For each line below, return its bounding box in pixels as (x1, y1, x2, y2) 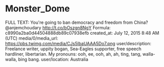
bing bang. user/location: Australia (18, 56, 88, 62)
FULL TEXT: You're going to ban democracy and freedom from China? (5, 19, 148, 25)
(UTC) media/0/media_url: (5, 35, 58, 41)
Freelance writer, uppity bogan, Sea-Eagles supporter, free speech (5, 46, 142, 52)
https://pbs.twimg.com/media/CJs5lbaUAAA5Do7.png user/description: (5, 40, 152, 46)
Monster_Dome (5, 3, 70, 14)
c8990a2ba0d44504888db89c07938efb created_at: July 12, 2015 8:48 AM (5, 30, 160, 36)
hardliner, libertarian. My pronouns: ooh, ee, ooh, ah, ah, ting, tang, (5, 51, 142, 57)
